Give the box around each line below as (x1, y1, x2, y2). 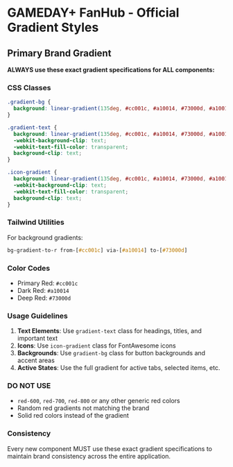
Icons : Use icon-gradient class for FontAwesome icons (17, 341, 176, 350)
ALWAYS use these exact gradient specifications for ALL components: (7, 66, 215, 74)
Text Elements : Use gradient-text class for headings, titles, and (17, 327, 202, 335)
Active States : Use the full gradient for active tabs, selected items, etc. (17, 364, 221, 372)
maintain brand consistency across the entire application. (7, 452, 171, 460)
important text (17, 334, 58, 343)
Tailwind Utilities (7, 217, 64, 227)
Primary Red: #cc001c (17, 279, 78, 287)
